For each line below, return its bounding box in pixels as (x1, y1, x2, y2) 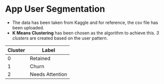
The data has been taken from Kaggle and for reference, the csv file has (12, 20, 159, 25)
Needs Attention (29, 71, 68, 78)
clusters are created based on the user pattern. (12, 35, 108, 41)
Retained (29, 55, 51, 62)
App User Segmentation (5, 3, 106, 15)
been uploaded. (12, 24, 44, 30)
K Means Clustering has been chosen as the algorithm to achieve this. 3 (12, 30, 160, 36)
